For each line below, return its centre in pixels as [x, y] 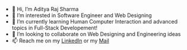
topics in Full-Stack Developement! [55, 28]
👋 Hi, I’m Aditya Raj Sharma [45, 9]
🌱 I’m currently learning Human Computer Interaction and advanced [95, 21]
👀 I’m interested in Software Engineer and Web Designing [82, 15]
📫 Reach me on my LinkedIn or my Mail [61, 41]
